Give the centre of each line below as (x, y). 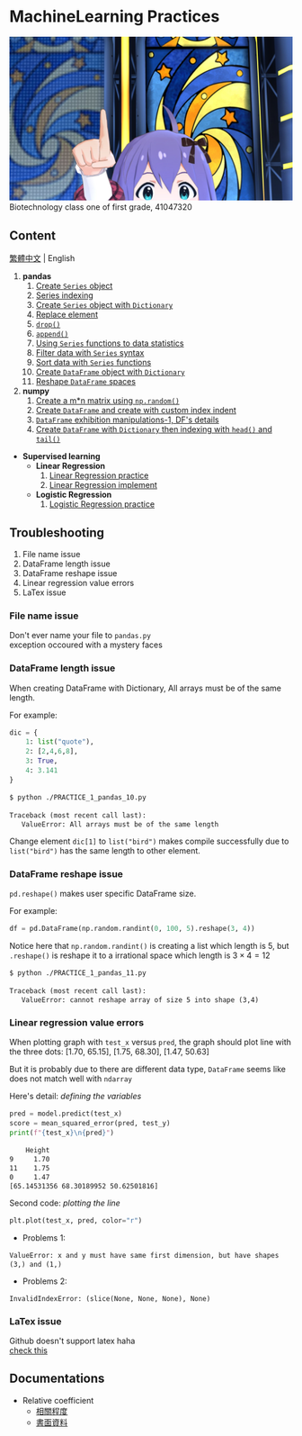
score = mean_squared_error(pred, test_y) (90, 1124)
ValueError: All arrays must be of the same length (120, 824)
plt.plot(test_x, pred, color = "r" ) (76, 1220)
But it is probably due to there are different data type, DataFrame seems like (147, 1070)
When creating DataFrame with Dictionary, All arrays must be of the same (145, 688)
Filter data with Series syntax (90, 353)
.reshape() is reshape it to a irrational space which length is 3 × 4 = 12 (140, 955)
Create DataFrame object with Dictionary (111, 372)
